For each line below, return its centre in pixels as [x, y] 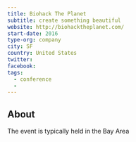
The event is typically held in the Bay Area [68, 131]
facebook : [22, 66]
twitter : [20, 60]
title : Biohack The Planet [47, 14]
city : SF [20, 46]
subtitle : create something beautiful [64, 20]
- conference [33, 79]
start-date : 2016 [33, 33]
